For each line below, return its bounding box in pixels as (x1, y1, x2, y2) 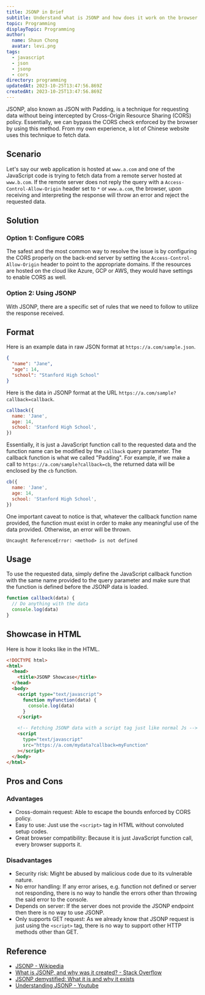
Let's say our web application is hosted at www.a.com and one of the (6, 165, 175, 172)
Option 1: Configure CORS (6, 234, 84, 242)
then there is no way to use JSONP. (15, 909, 105, 916)
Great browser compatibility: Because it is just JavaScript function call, (15, 834, 193, 841)
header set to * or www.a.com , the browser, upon (62, 185, 182, 192)
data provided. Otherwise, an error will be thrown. (6, 525, 132, 533)
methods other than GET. (15, 928, 79, 936)
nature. (15, 876, 34, 884)
